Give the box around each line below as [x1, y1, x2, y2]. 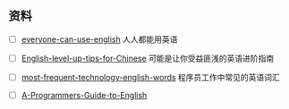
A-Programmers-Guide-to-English [21, 90, 148, 100]
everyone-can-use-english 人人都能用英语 [21, 34, 178, 45]
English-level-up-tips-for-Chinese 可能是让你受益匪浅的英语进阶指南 [21, 53, 275, 63]
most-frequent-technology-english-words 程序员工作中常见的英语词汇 [21, 71, 281, 82]
